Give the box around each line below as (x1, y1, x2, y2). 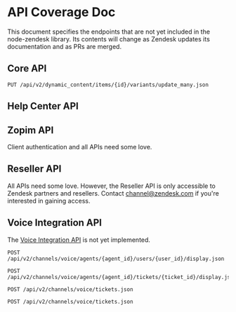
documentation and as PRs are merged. (7, 42, 122, 50)
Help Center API (7, 100, 79, 112)
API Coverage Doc (7, 4, 116, 20)
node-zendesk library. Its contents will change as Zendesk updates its (7, 34, 211, 43)
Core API (7, 62, 47, 74)
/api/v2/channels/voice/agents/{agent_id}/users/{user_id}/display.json (7, 255, 225, 262)
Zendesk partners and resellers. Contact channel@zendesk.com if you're (7, 189, 219, 197)
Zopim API (7, 124, 54, 136)
